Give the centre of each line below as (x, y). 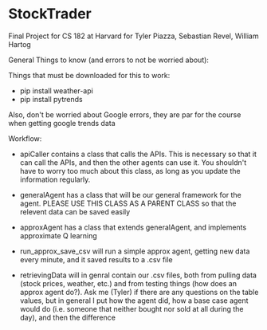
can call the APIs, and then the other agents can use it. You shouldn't (133, 162)
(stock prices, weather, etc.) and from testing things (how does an (128, 283)
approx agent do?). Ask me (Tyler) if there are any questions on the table (139, 292)
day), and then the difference (67, 317)
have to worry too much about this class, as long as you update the (130, 171)
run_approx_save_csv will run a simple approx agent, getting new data (135, 251)
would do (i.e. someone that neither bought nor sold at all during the (132, 308)
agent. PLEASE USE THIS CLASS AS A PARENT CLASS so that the (128, 203)
